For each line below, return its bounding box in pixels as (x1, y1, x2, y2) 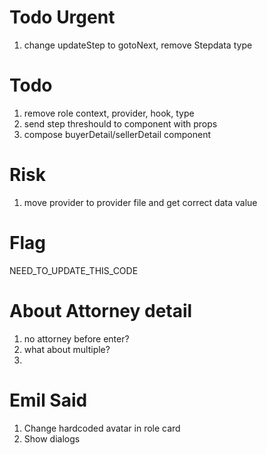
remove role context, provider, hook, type (23, 107, 195, 119)
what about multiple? (23, 343, 111, 355)
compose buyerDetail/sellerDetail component (23, 128, 211, 140)
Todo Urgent (9, 6, 116, 29)
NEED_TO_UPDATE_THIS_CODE (9, 264, 139, 276)
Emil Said (9, 389, 88, 411)
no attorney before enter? (23, 332, 130, 345)
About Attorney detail (9, 299, 193, 322)
